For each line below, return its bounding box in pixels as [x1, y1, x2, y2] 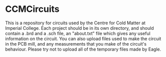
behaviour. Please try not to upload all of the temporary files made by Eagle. [5, 46, 162, 52]
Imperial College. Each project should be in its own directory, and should [5, 25, 154, 31]
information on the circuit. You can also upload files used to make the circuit [5, 36, 162, 42]
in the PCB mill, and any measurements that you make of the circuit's [5, 41, 147, 47]
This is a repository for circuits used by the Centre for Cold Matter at [5, 20, 146, 26]
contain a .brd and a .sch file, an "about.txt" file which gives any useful [5, 30, 151, 36]
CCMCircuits [5, 3, 60, 15]
